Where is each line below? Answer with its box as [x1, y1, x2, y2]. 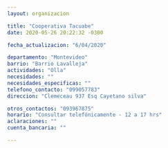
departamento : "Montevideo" [7, 54, 88, 61]
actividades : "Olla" [7, 67, 67, 74]
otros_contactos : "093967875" [7, 105, 95, 112]
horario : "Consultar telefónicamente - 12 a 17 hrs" [7, 111, 162, 118]
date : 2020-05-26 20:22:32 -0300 [7, 29, 104, 36]
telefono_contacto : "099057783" [7, 86, 100, 93]
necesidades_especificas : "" [7, 80, 91, 86]
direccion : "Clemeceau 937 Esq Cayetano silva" [7, 93, 147, 100]
